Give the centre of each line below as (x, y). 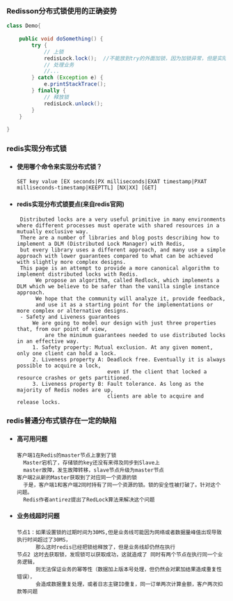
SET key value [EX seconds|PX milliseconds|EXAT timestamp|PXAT (112, 182)
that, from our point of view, (62, 329)
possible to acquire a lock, (59, 366)
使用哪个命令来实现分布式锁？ (59, 166)
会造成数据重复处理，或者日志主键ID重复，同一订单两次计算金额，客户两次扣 (129, 584)
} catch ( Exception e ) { (67, 78)
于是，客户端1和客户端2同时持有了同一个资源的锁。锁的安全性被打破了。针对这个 (122, 485)
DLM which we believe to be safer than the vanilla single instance (118, 286)
